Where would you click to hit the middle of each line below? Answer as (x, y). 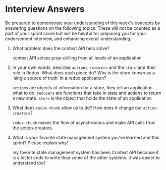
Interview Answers (45, 9)
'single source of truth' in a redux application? (59, 78)
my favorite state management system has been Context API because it (85, 152)
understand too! (29, 163)
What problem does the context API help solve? (61, 48)
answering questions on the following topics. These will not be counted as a (83, 28)
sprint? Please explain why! (40, 143)
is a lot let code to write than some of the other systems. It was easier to (86, 158)
